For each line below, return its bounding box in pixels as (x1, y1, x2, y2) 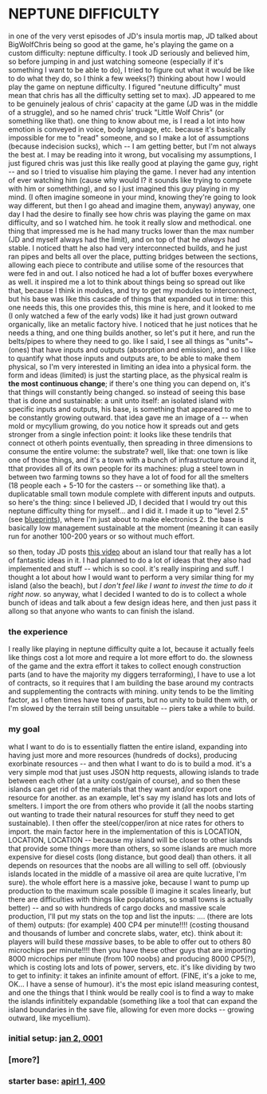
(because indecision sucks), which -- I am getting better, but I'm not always (8, 141, 257, 151)
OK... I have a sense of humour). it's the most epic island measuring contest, (8, 979, 259, 989)
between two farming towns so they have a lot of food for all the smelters (8, 472, 249, 481)
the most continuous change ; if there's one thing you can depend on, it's (8, 378, 251, 388)
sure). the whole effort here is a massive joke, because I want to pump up (8, 877, 249, 887)
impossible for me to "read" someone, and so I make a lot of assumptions (8, 132, 249, 142)
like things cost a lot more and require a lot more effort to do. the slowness (8, 653, 253, 662)
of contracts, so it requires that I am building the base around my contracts (8, 678, 254, 688)
